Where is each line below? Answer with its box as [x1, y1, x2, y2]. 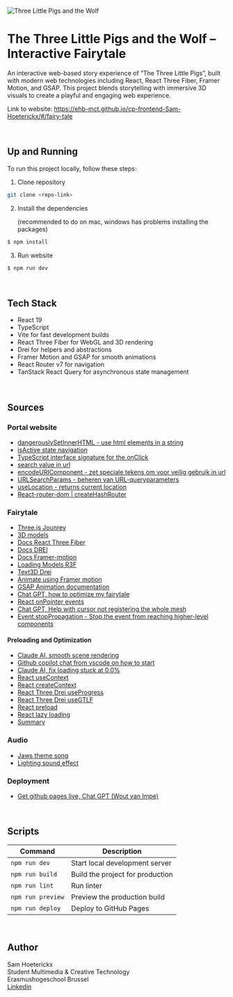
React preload [17, 703, 58, 712]
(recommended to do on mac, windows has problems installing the [17, 217, 209, 226]
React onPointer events [17, 597, 85, 606]
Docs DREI [17, 546, 48, 554]
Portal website [7, 422, 58, 432]
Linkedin [7, 982, 32, 991]
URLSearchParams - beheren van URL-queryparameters [17, 475, 179, 483]
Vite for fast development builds [17, 331, 109, 339]
